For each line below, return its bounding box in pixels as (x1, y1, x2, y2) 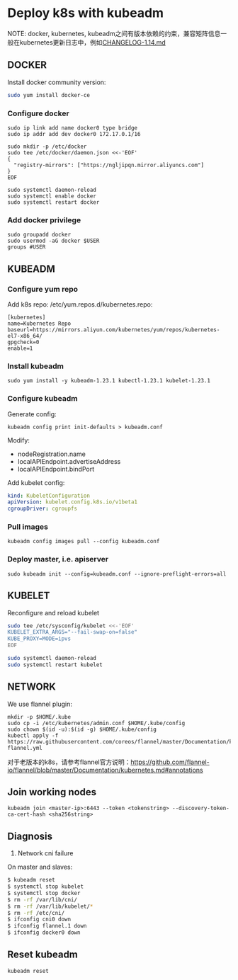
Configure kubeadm (7, 394, 78, 404)
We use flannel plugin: (7, 700, 72, 708)
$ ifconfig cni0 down (7, 916, 72, 923)
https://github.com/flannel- (130, 758, 210, 766)
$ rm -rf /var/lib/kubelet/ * (7, 903, 93, 910)
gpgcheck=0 (7, 338, 40, 346)
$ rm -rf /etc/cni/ (7, 909, 65, 916)
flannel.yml (7, 744, 42, 751)
